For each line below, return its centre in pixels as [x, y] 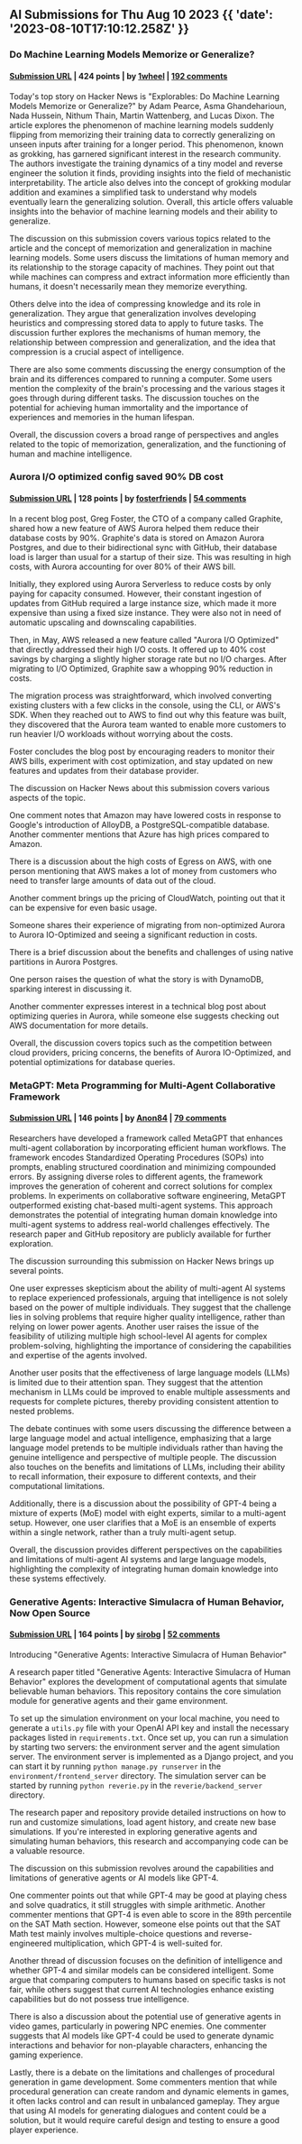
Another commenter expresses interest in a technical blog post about [138, 1006]
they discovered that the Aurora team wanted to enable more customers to [148, 724]
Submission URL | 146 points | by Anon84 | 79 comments [118, 1118]
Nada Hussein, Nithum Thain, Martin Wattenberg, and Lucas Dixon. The [142, 115]
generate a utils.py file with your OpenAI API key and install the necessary [149, 1727]
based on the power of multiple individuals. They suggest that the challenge [150, 1307]
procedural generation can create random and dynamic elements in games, [149, 2091]
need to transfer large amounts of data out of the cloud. [113, 880]
